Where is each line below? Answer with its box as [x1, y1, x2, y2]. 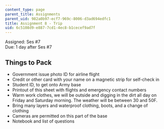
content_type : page [5, 7, 45, 12]
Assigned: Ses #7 [5, 39, 41, 45]
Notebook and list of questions [12, 118, 75, 124]
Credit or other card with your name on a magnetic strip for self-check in [12, 77, 160, 82]
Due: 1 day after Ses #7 [5, 44, 52, 50]
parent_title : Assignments [5, 12, 60, 17]
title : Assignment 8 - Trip [5, 21, 63, 26]
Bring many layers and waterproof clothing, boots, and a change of [12, 103, 148, 108]
